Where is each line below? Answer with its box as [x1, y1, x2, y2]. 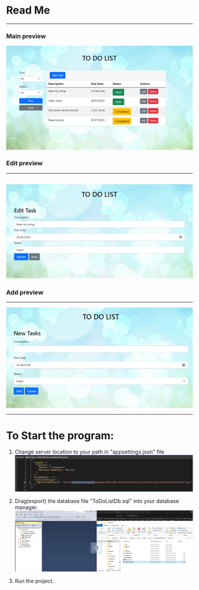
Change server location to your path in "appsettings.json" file [14, 448, 165, 456]
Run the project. [14, 578, 54, 585]
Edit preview [6, 159, 43, 168]
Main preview [6, 32, 46, 40]
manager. [14, 504, 38, 511]
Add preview [6, 288, 44, 297]
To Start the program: [6, 429, 114, 442]
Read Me [6, 4, 50, 17]
